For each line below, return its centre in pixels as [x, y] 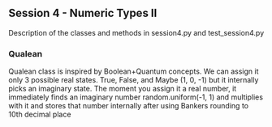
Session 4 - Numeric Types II [83, 13]
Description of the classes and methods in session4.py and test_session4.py [136, 32]
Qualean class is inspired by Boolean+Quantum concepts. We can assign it [134, 71]
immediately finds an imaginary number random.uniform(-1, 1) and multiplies [136, 97]
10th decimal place [40, 114]
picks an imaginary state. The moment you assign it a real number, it [123, 89]
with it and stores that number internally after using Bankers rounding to [129, 106]
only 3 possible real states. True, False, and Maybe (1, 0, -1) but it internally [134, 80]
